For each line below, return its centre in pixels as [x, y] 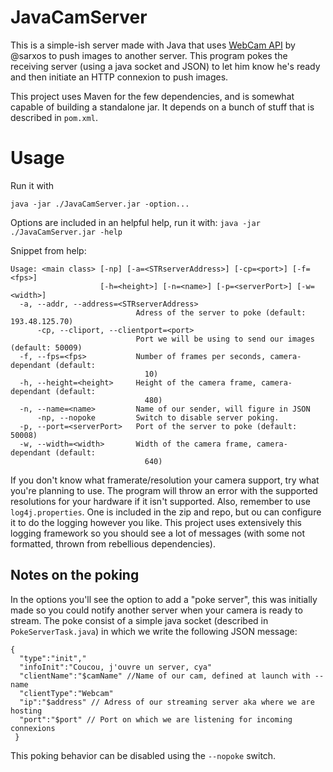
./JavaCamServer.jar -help [66, 232]
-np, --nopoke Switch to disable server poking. [158, 417]
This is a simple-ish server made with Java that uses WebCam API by [153, 45]
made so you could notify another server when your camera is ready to [156, 610]
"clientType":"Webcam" [66, 693]
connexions [33, 728]
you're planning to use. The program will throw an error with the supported [164, 490]
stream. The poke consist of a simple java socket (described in [139, 620]
